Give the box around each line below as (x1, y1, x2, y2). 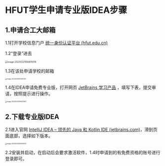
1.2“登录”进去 (5, 51, 32, 56)
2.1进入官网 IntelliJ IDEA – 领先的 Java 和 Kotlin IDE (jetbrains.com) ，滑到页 (5, 127, 158, 133)
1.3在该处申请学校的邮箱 (5, 68, 54, 74)
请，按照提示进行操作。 (5, 91, 53, 97)
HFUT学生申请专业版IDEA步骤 (5, 4, 127, 16)
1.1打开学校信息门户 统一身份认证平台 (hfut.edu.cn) (5, 40, 108, 46)
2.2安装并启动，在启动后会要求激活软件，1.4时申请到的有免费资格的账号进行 (5, 149, 161, 155)
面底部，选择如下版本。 (5, 133, 53, 139)
